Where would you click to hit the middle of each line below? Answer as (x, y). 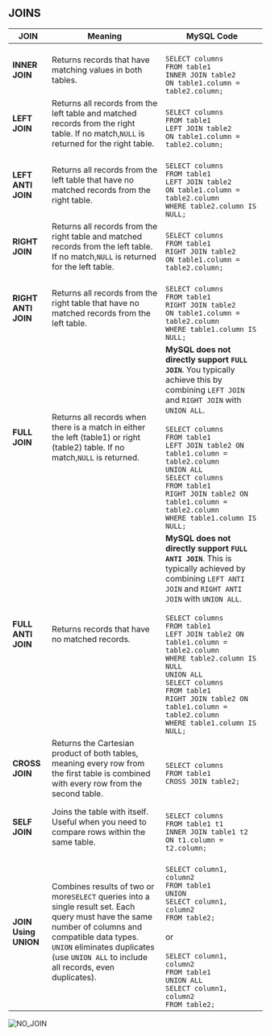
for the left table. (83, 266)
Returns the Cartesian (93, 743)
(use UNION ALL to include (100, 957)
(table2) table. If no (88, 447)
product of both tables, (95, 753)
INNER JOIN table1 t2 (206, 832)
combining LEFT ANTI (205, 578)
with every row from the (97, 783)
